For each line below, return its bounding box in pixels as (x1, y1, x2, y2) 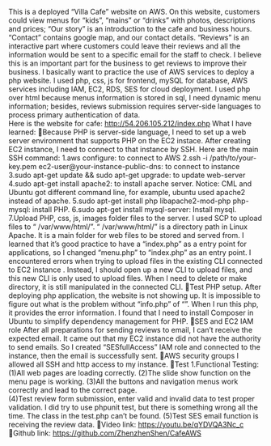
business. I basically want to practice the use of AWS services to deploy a (8, 67, 255, 76)
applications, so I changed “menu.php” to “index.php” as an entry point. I (8, 248, 252, 257)
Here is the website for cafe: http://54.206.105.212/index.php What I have (8, 119, 252, 128)
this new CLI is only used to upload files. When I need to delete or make (8, 274, 248, 282)
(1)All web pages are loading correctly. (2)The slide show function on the (8, 368, 251, 377)
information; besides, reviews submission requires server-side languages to (8, 101, 261, 111)
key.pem (8, 162, 37, 171)
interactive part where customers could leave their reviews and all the (8, 41, 241, 51)
